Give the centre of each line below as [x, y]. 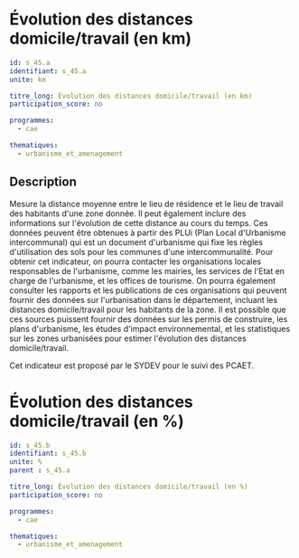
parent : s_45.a [40, 470]
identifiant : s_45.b [48, 454]
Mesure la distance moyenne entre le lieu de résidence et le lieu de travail [146, 203]
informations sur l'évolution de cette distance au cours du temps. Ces [139, 222]
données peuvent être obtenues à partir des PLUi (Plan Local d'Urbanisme [148, 232]
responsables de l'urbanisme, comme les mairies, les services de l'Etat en [147, 270]
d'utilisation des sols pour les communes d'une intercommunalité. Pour [141, 251]
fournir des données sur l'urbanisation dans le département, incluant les [144, 299]
